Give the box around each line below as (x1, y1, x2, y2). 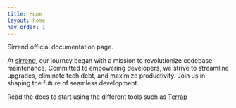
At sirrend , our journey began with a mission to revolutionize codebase (7, 56, 213, 65)
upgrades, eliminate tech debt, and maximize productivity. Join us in (7, 71, 206, 80)
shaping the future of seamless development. (7, 79, 139, 88)
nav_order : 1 (7, 23, 46, 30)
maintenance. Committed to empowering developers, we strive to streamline (7, 64, 229, 73)
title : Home (7, 10, 42, 18)
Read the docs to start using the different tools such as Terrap (7, 92, 188, 101)
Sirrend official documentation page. (7, 43, 114, 52)
